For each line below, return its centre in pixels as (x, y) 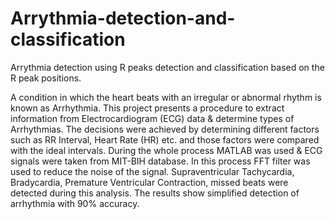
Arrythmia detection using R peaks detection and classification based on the (167, 67)
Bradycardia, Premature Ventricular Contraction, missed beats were (149, 182)
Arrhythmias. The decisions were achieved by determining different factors (165, 129)
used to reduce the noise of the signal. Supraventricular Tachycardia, (152, 171)
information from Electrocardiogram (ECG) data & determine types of (152, 118)
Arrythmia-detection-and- (123, 18)
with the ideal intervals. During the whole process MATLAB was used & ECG (166, 150)
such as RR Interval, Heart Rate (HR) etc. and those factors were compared (165, 139)
